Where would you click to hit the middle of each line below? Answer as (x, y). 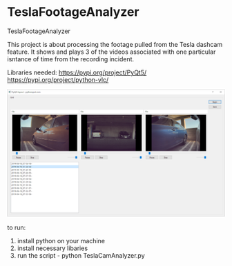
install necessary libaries (52, 248)
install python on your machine (61, 241)
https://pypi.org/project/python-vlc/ (58, 79)
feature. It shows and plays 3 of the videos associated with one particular (112, 52)
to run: (17, 227)
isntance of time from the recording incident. (71, 59)
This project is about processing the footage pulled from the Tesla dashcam (115, 44)
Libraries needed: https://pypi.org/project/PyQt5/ (77, 72)
